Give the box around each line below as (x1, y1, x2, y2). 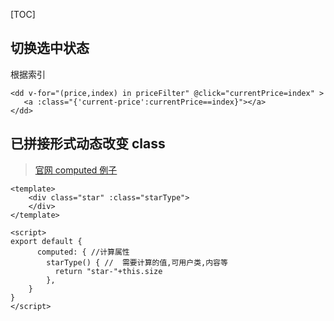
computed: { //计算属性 (36, 247, 130, 257)
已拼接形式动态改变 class (10, 135, 166, 153)
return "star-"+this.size (54, 266, 163, 276)
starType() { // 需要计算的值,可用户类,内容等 (46, 257, 228, 268)
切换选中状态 (10, 40, 90, 57)
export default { (10, 236, 83, 246)
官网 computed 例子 (34, 164, 118, 176)
